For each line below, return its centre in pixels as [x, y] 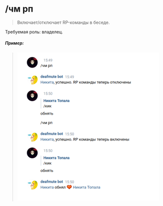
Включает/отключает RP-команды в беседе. [63, 22]
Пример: [15, 43]
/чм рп [19, 9]
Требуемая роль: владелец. [34, 32]
